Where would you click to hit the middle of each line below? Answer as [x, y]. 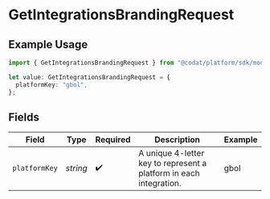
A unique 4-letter [172, 153]
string [77, 169]
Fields [24, 117]
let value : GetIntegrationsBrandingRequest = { [90, 77]
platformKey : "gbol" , [52, 85]
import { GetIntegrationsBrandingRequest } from [91, 63]
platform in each [169, 173]
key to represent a [173, 164]
